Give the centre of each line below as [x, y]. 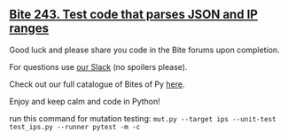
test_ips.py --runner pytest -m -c [75, 127]
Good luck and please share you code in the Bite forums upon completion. [145, 50]
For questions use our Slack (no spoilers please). [98, 66]
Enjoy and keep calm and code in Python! [85, 101]
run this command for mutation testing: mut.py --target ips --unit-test [143, 118]
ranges [29, 29]
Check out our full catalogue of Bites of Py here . [97, 84]
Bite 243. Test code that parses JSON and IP [134, 15]
